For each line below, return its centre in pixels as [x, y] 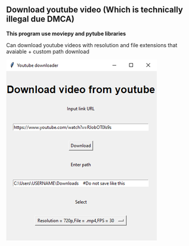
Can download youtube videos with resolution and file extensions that [92, 45]
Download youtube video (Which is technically [94, 10]
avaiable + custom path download [48, 51]
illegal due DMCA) [40, 19]
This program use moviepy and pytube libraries [66, 33]
